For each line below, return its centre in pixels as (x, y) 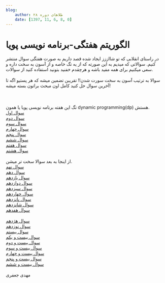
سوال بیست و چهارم (25, 253)
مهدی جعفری (18, 275)
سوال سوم (16, 124)
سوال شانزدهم (20, 205)
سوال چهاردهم (20, 194)
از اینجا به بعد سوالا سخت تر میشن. (39, 161)
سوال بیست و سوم (24, 248)
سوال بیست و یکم (23, 237)
